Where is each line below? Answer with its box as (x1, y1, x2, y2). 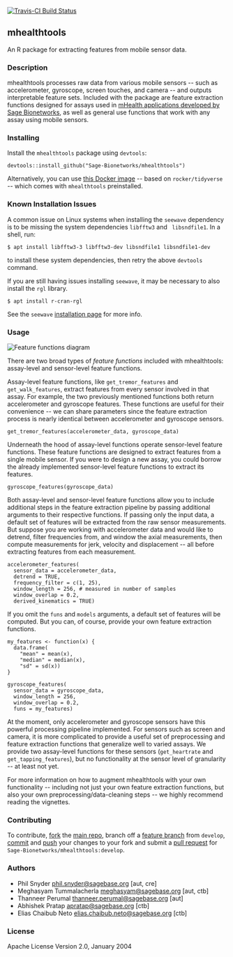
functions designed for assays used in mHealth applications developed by (7, 101, 220, 110)
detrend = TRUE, (13, 573, 61, 580)
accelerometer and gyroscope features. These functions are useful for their (7, 400, 225, 408)
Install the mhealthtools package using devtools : (7, 149, 147, 157)
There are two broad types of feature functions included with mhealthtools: (7, 356, 224, 365)
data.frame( (13, 645, 49, 651)
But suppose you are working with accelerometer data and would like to (7, 525, 214, 534)
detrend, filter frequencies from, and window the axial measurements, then (7, 533, 223, 541)
